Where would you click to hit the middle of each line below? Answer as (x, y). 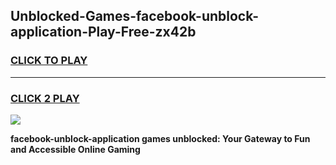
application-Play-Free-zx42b (103, 32)
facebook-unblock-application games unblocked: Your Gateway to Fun (160, 138)
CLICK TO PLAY (49, 61)
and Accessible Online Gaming (75, 149)
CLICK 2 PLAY (45, 98)
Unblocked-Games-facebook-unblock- (135, 16)
